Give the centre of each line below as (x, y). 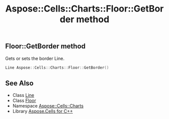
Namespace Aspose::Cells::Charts (48, 106)
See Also (19, 83)
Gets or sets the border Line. (35, 58)
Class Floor (24, 100)
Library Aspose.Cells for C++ (43, 111)
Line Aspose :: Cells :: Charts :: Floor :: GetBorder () (57, 68)
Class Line (23, 95)
